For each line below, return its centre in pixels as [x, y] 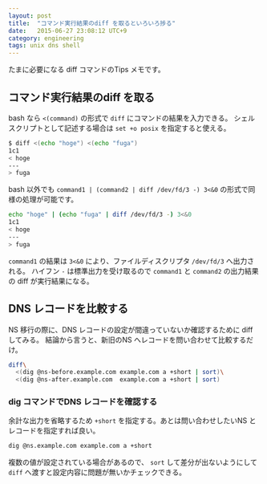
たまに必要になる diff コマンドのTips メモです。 [87, 70]
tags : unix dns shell [44, 46]
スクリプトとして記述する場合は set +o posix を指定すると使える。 [119, 128]
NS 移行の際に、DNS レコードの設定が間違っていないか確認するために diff [131, 329]
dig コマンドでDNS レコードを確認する [83, 402]
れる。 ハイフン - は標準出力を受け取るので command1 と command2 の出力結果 [133, 270]
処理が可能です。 [50, 199]
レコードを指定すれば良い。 [54, 431]
